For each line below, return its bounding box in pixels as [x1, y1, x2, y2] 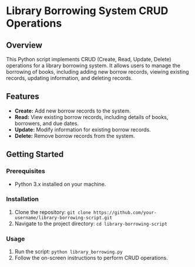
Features [6, 91, 39, 101]
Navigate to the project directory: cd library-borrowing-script [14, 220, 167, 227]
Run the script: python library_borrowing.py [14, 248, 123, 255]
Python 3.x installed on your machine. [14, 180, 106, 187]
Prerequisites [6, 167, 45, 175]
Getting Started [6, 149, 64, 160]
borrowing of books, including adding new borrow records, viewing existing [6, 68, 189, 75]
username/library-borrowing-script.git [14, 215, 113, 220]
